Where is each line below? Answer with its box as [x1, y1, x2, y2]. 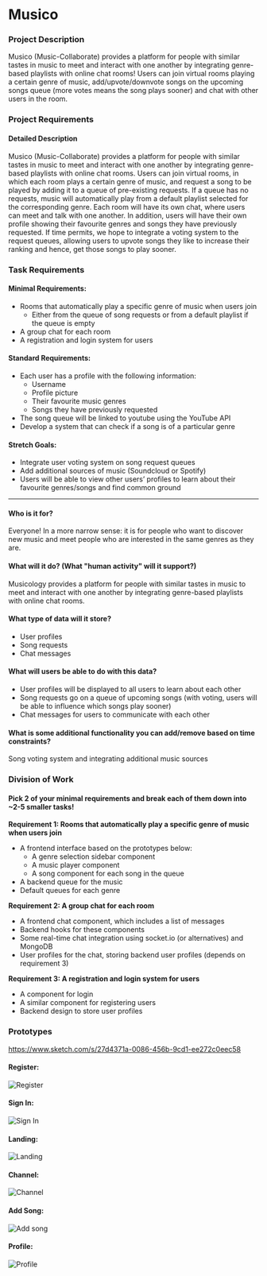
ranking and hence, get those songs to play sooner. [8, 244, 176, 253]
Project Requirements [8, 114, 94, 125]
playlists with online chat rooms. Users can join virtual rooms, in [30, 168, 239, 178]
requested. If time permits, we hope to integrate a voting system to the [8, 227, 239, 237]
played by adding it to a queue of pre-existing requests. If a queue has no [8, 185, 249, 195]
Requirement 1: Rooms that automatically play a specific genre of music [8, 820, 250, 829]
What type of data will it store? [8, 614, 112, 624]
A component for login [19, 989, 94, 999]
